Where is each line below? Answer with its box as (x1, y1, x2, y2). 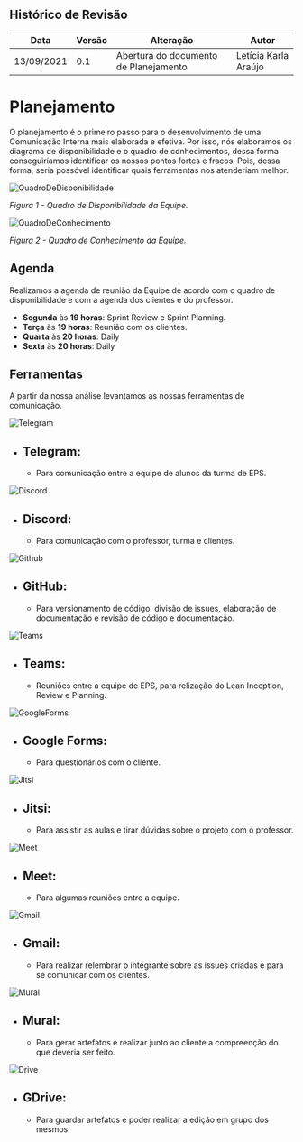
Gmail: (22, 935, 60, 951)
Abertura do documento (115, 49, 218, 61)
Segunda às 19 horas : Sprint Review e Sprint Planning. (22, 311, 226, 323)
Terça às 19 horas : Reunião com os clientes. (22, 321, 188, 332)
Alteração (150, 33, 194, 46)
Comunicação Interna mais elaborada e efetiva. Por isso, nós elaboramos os (9, 135, 293, 147)
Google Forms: (22, 733, 108, 749)
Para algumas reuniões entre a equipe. (35, 892, 180, 903)
